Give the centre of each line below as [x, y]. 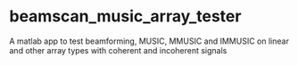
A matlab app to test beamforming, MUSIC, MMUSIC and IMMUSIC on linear [149, 41]
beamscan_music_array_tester [125, 16]
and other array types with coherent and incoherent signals [118, 50]
